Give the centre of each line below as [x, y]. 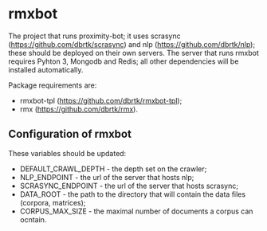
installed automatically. [46, 69]
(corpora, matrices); [53, 202]
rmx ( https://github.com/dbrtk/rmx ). [79, 109]
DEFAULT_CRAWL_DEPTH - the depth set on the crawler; [113, 169]
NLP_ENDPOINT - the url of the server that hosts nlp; [107, 177]
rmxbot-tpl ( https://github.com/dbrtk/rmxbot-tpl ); [101, 100]
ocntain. [33, 219]
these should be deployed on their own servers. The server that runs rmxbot [133, 53]
